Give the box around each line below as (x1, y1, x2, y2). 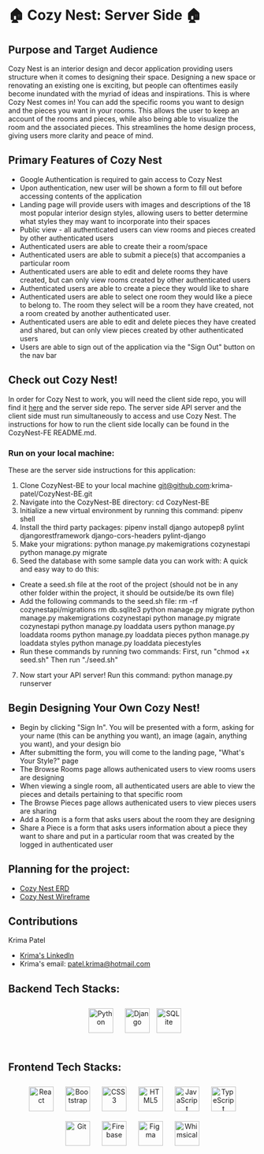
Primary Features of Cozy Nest (8, 154, 163, 167)
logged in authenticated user (19, 839, 113, 849)
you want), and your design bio (19, 739, 121, 749)
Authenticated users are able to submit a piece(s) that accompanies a (19, 250, 246, 259)
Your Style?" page (19, 756, 79, 765)
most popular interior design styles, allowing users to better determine (19, 208, 248, 218)
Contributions (8, 914, 78, 928)
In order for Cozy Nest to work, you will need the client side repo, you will (8, 394, 247, 404)
